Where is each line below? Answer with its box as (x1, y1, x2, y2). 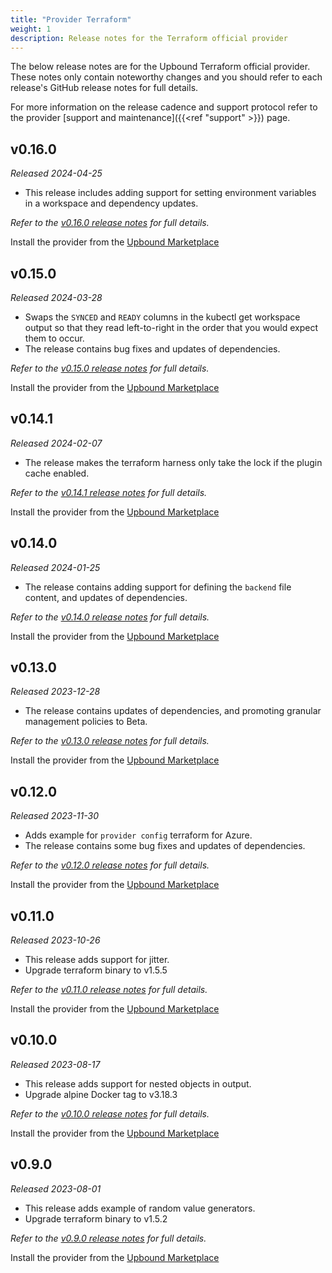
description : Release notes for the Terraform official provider (10, 33, 288, 43)
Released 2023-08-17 (10, 1058, 101, 1070)
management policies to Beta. (24, 716, 148, 728)
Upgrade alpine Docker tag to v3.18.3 (24, 1088, 178, 1100)
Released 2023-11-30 (10, 810, 100, 822)
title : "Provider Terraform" (10, 14, 132, 25)
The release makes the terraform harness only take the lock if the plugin (24, 456, 323, 468)
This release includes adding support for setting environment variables (24, 187, 317, 199)
